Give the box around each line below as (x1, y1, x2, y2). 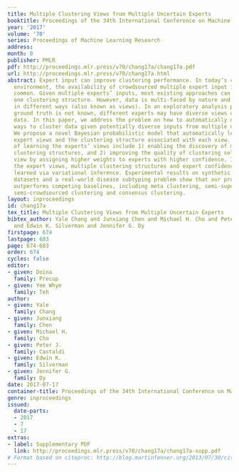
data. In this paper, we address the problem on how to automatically (14, 116, 228, 123)
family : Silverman (14, 361, 69, 369)
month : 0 (7, 51, 33, 58)
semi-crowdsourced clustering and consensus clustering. (14, 189, 186, 196)
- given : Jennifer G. (7, 368, 72, 375)
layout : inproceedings (7, 196, 75, 203)
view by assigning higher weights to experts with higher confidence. (14, 156, 228, 164)
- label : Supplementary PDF (7, 441, 91, 448)
